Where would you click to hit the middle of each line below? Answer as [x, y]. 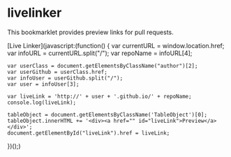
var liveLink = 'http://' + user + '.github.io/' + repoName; [99, 96]
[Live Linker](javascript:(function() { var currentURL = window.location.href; [116, 45]
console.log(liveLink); [42, 103]
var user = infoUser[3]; [43, 84]
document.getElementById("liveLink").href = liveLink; [89, 133]
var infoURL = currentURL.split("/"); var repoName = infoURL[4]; [100, 53]
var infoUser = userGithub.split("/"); [65, 78]
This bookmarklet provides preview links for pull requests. [91, 32]
